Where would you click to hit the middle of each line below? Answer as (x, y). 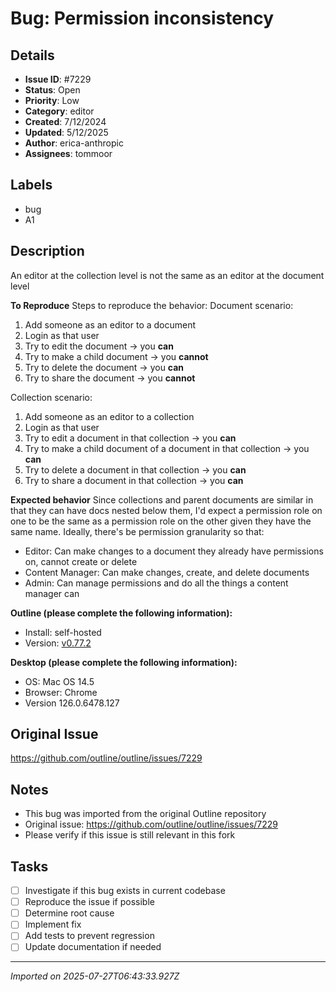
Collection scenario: (51, 397)
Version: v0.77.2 (58, 643)
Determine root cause (69, 913)
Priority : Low (52, 100)
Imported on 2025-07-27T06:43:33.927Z (95, 976)
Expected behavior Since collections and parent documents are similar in (162, 499)
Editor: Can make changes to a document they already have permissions (174, 551)
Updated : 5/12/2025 (66, 132)
